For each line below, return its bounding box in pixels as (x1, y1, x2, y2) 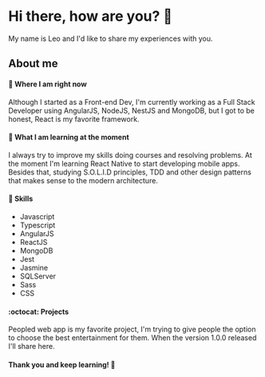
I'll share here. (8, 342, 56, 351)
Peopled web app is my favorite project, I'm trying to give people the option (8, 324, 256, 335)
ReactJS (19, 237, 48, 247)
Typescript (19, 220, 56, 230)
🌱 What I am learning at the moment (8, 132, 129, 142)
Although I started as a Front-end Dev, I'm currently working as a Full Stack (8, 97, 255, 106)
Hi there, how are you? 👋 (8, 7, 173, 26)
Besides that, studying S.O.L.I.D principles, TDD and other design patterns (8, 167, 251, 177)
